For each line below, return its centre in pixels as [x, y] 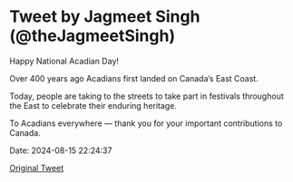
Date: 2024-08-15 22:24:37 [61, 150]
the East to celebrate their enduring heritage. [93, 105]
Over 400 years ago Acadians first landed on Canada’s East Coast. [134, 78]
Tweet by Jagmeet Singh [105, 17]
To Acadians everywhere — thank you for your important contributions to [146, 123]
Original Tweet [37, 168]
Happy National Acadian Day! [64, 61]
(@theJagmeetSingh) [92, 36]
